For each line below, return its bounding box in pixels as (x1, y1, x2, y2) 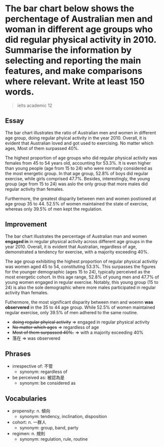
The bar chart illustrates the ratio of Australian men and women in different (5, 129, 156, 135)
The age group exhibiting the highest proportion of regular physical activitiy (5, 258, 158, 264)
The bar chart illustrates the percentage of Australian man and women (5, 233, 147, 239)
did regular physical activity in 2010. (5, 34, 156, 46)
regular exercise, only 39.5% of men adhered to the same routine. (5, 309, 138, 315)
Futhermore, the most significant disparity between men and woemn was (5, 299, 154, 305)
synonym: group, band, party (19, 425, 79, 431)
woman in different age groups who (5, 24, 153, 35)
